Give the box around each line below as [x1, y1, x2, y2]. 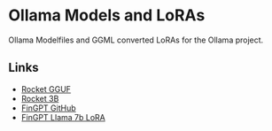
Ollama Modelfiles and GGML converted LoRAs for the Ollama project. [8, 35, 264, 45]
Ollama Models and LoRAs [8, 5, 206, 26]
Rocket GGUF [20, 83, 72, 94]
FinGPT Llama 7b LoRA [20, 112, 105, 122]
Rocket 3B [20, 93, 59, 104]
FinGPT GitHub [20, 103, 76, 113]
